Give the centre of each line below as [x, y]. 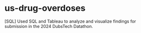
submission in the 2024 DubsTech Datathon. [49, 26]
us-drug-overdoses [45, 8]
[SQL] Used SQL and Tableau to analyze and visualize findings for [70, 21]
